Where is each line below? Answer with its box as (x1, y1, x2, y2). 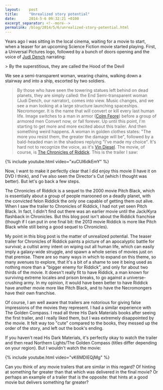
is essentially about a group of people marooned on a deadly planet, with (5, 193, 151, 199)
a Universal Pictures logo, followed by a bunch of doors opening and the (5, 49, 149, 55)
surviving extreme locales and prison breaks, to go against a (5, 275, 126, 281)
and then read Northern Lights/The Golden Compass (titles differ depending (5, 340, 157, 346)
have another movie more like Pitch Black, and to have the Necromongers (5, 285, 152, 291)
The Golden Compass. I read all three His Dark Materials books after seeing (5, 310, 156, 316)
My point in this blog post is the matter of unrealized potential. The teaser (5, 234, 152, 239)
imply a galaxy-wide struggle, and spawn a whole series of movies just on (5, 249, 153, 255)
